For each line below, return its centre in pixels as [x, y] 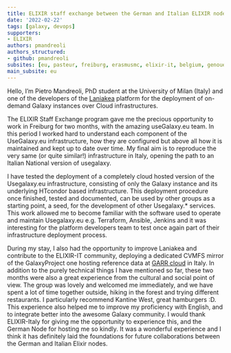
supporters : [24, 33]
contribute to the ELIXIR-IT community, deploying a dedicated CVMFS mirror [115, 255]
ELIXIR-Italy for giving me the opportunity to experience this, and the [104, 321]
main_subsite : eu [32, 71]
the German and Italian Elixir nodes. [57, 343]
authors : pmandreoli [37, 46]
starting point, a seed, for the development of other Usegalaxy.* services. [111, 205]
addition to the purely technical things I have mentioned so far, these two [110, 270]
